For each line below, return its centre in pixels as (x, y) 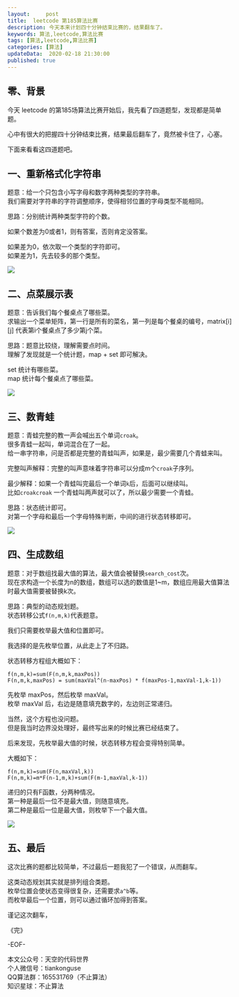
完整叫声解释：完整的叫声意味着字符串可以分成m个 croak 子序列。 (103, 468)
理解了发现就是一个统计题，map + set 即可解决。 (79, 354)
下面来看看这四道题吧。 (42, 149)
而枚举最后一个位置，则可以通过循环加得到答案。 (79, 899)
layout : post (33, 14)
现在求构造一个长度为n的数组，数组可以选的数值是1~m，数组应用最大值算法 (118, 582)
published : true (31, 61)
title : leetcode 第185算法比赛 (53, 21)
